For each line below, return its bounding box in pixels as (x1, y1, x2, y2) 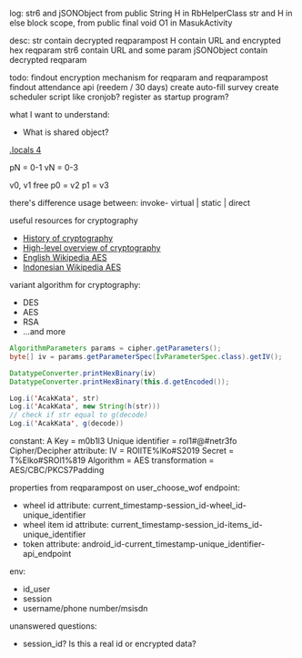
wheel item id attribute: (22, 519, 109, 529)
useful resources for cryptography (9, 215, 138, 226)
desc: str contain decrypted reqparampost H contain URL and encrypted (9, 36, 282, 46)
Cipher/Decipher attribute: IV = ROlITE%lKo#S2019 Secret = (9, 446, 235, 456)
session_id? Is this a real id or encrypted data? (22, 638, 197, 649)
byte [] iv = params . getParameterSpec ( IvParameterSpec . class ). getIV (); (9, 352, 283, 361)
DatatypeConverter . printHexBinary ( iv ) (9, 368, 156, 377)
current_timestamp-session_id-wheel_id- (92, 500, 247, 510)
